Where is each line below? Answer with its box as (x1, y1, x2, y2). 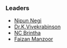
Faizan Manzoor (14, 36, 53, 43)
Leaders (5, 4, 30, 12)
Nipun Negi (14, 17, 42, 24)
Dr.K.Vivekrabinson (14, 23, 61, 30)
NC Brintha (14, 29, 41, 36)
